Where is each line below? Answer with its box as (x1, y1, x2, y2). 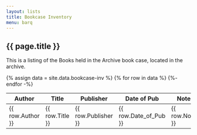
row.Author (9, 112, 40, 120)
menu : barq (6, 19, 33, 25)
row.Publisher (75, 112, 113, 120)
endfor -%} (6, 80, 33, 88)
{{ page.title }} (6, 41, 60, 51)
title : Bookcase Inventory (6, 14, 72, 20)
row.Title (45, 112, 70, 120)
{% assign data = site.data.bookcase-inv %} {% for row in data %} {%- (6, 75, 178, 82)
